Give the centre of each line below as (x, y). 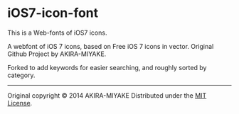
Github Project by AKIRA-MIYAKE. (57, 54)
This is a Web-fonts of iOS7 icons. (57, 33)
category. (21, 75)
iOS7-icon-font (53, 13)
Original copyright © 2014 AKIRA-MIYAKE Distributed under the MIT (107, 95)
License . (20, 103)
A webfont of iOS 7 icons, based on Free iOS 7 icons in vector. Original (111, 46)
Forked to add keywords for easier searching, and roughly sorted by (107, 67)
